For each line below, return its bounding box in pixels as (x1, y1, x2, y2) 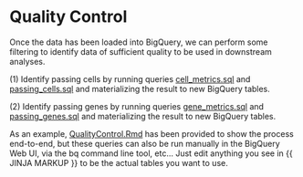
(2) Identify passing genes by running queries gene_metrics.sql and (9, 100, 265, 111)
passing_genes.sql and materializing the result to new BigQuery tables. (9, 110, 277, 121)
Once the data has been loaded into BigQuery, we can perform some (9, 36, 268, 47)
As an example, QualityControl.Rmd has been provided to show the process (9, 128, 294, 139)
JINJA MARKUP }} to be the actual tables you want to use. (9, 157, 228, 168)
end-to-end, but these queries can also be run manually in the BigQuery (9, 138, 280, 149)
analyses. (9, 56, 46, 67)
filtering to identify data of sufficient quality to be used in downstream (9, 46, 272, 57)
